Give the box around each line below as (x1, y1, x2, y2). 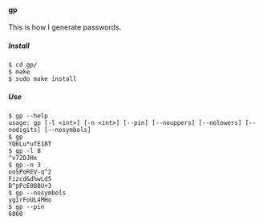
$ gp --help (8, 112, 48, 120)
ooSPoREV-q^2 (8, 168, 52, 176)
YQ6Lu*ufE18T (8, 140, 52, 148)
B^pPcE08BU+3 (8, 182, 52, 190)
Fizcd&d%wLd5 (8, 175, 52, 183)
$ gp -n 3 (8, 161, 42, 170)
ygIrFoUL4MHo (8, 196, 52, 204)
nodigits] (8, 126, 42, 134)
